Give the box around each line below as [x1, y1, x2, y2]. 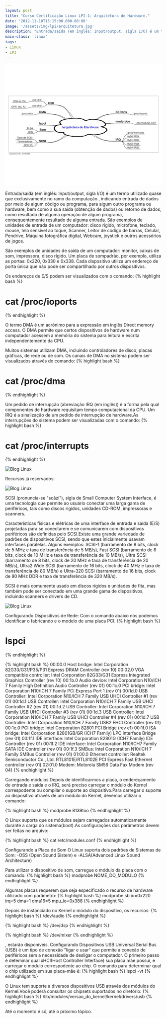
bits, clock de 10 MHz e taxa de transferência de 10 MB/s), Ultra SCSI [5, 552, 147, 558]
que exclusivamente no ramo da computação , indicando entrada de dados [5, 196, 159, 202]
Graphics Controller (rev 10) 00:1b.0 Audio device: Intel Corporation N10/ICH [5, 678, 162, 683]
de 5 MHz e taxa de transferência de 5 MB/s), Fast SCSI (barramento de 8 [5, 547, 157, 553]
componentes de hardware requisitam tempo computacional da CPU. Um [5, 407, 155, 413]
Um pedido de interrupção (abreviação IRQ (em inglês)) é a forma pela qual [5, 402, 160, 408]
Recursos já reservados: [5, 476, 55, 482]
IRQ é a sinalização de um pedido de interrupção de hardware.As [5, 412, 139, 418]
